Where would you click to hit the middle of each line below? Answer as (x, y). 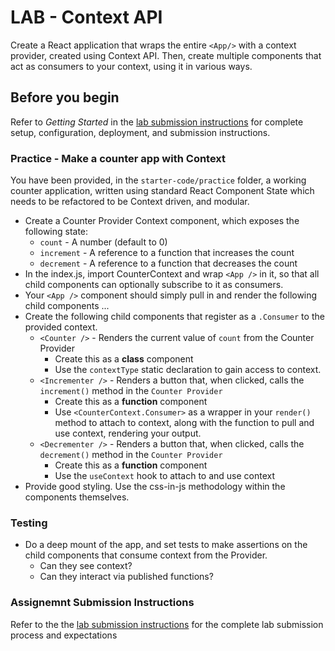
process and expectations (64, 635)
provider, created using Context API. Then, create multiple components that (166, 55)
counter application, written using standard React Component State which (162, 191)
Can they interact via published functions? (126, 577)
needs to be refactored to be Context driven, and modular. (130, 202)
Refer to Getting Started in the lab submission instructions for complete (157, 122)
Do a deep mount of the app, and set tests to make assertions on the (166, 545)
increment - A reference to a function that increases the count (167, 253)
